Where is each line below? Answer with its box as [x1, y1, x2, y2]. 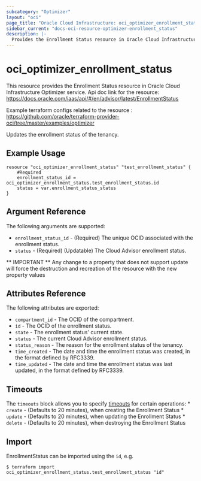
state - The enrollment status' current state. [14, 329, 124, 336]
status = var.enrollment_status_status [17, 185, 117, 191]
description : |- [6, 31, 47, 37]
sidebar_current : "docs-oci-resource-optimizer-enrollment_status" [6, 25, 178, 32]
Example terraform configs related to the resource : [6, 106, 133, 114]
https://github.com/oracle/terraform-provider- [6, 113, 120, 120]
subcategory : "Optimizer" [6, 8, 71, 15]
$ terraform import [6, 464, 55, 470]
